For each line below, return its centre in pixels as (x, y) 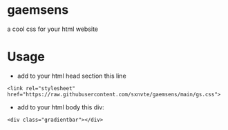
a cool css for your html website (53, 29)
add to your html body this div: (61, 107)
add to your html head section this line (72, 76)
